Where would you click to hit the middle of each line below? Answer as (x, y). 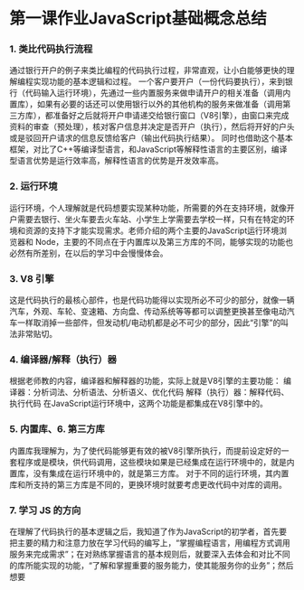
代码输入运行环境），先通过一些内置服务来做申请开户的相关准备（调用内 (158, 93)
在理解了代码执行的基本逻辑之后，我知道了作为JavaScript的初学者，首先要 (148, 531)
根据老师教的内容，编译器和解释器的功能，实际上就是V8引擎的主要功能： (146, 381)
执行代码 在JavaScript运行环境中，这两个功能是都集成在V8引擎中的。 (139, 404)
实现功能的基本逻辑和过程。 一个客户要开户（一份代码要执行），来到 (159, 81)
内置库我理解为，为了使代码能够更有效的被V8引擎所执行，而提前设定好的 (146, 450)
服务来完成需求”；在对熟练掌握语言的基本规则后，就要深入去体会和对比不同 (150, 554)
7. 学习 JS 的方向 (45, 510)
